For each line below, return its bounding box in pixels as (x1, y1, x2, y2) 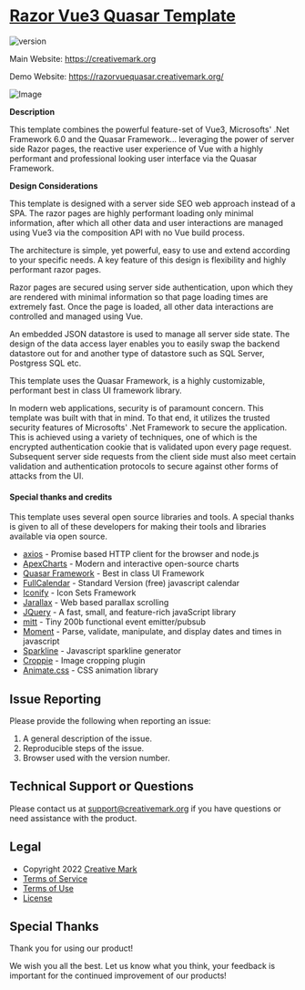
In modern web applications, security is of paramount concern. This (9, 402, 264, 413)
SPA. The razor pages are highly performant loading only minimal (9, 207, 254, 219)
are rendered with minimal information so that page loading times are (9, 291, 269, 302)
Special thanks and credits (9, 491, 113, 502)
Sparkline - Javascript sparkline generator (22, 645, 182, 656)
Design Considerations (9, 180, 98, 191)
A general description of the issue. (22, 733, 153, 744)
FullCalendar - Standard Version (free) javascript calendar (22, 578, 240, 589)
